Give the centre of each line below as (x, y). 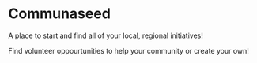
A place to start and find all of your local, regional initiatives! (106, 35)
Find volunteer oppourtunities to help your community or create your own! (128, 50)
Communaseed (59, 14)
